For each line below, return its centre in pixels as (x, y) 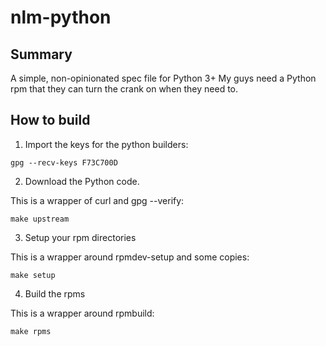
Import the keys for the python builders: (106, 144)
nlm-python (61, 17)
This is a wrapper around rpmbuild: (82, 313)
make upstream (40, 219)
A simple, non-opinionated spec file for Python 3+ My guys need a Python (163, 78)
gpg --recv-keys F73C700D (64, 162)
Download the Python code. (82, 181)
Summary (41, 54)
